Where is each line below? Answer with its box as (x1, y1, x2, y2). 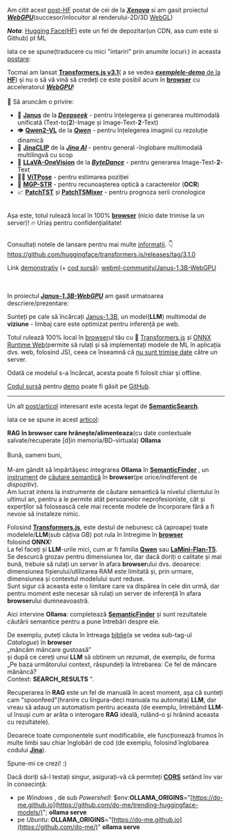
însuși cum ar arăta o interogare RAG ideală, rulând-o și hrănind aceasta (13, 711, 220, 718)
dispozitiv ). (7, 480, 39, 489)
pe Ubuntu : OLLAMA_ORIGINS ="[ (17, 816, 114, 823)
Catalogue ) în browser (7, 638, 72, 646)
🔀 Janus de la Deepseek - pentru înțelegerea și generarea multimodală (17, 111, 220, 119)
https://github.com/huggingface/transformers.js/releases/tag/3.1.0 (7, 251, 196, 258)
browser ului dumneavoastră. (7, 596, 90, 605)
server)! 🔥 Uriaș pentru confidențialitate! (7, 219, 122, 227)
